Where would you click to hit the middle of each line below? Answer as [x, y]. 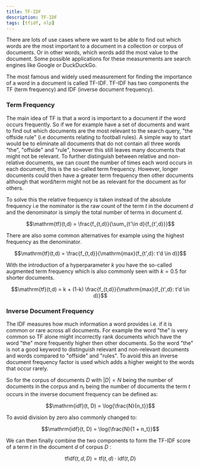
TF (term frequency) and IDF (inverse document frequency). [80, 90]
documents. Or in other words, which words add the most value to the [92, 53]
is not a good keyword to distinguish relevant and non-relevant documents [98, 349]
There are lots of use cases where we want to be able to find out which [93, 40]
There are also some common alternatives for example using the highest [95, 235]
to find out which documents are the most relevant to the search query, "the [99, 131]
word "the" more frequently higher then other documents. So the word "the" [100, 343]
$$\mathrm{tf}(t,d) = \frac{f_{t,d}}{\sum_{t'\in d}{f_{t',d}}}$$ [100, 224]
